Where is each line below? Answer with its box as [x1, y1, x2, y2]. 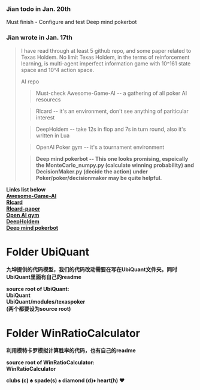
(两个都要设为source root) [6, 305, 71, 312]
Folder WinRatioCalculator [6, 326, 141, 340]
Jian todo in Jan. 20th [6, 5, 71, 13]
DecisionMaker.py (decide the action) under [35, 167, 149, 175]
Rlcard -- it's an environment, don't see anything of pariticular [35, 107, 189, 115]
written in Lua [35, 131, 70, 139]
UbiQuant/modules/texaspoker [6, 298, 86, 305]
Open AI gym [6, 211, 40, 218]
